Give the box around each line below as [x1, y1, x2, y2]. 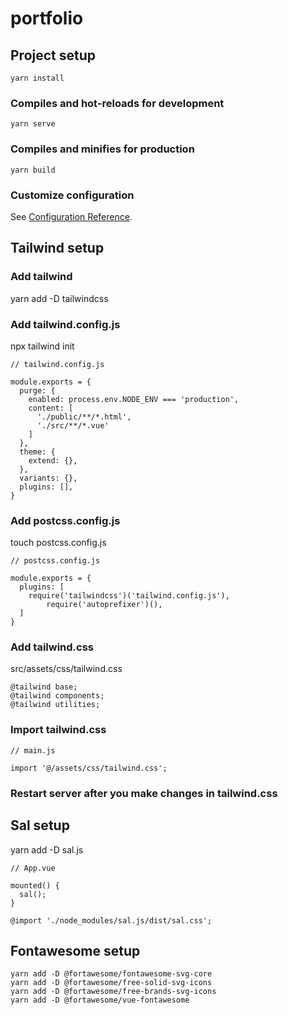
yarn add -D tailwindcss [10, 292, 109, 304]
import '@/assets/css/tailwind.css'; [10, 763, 168, 773]
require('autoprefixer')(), [46, 600, 163, 610]
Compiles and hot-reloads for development [10, 96, 225, 110]
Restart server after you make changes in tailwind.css [10, 786, 278, 800]
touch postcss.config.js [10, 537, 107, 549]
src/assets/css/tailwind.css [10, 663, 123, 675]
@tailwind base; [10, 682, 78, 692]
